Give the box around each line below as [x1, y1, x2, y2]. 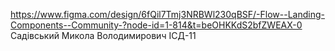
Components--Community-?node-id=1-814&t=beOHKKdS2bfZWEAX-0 [10, 19, 303, 31]
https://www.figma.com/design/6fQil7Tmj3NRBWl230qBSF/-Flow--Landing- [10, 9, 325, 20]
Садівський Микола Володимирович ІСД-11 [10, 30, 197, 41]
